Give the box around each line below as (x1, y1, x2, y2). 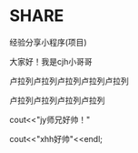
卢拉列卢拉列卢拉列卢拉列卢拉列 (9, 75, 129, 87)
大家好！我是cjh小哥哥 (9, 56, 93, 66)
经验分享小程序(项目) (9, 36, 88, 47)
